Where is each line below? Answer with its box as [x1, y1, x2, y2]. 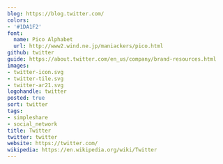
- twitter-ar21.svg [7, 82, 64, 89]
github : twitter [7, 50, 54, 57]
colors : [7, 17, 30, 24]
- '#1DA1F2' [7, 23, 42, 30]
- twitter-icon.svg [7, 68, 64, 75]
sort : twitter [7, 101, 49, 108]
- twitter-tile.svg [7, 75, 64, 82]
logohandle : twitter [7, 88, 68, 95]
